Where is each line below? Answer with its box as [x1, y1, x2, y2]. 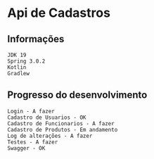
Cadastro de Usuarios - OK [7, 114, 86, 121]
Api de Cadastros [7, 5, 111, 21]
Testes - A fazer [7, 139, 58, 146]
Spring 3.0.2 [7, 58, 46, 65]
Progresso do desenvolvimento [7, 89, 148, 101]
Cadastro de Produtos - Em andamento [7, 126, 118, 133]
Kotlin [7, 64, 27, 71]
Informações [7, 33, 65, 45]
